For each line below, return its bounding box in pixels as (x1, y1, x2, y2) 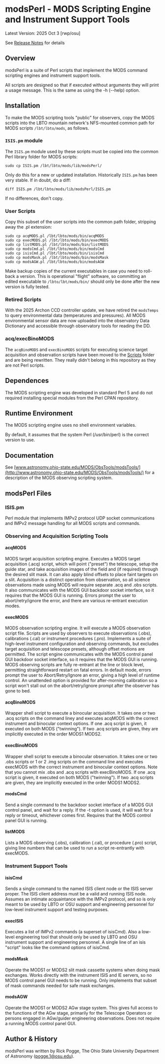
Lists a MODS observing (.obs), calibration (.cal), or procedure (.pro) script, (5, 840, 158, 846)
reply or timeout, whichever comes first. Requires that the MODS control (5, 812, 151, 818)
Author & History (5, 1035, 58, 1043)
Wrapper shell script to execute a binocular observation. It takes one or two (5, 753, 158, 759)
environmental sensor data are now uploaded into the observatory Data (5, 318, 150, 324)
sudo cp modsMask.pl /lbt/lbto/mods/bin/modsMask (5, 255, 109, 260)
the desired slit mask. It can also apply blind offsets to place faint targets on (5, 572, 158, 577)
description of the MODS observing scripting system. (5, 475, 113, 481)
